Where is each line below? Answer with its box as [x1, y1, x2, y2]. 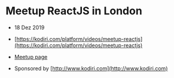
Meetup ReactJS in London [5, 4, 143, 18]
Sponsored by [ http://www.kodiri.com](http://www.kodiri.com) [14, 64, 168, 72]
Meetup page [14, 53, 48, 60]
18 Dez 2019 [14, 24, 45, 31]
